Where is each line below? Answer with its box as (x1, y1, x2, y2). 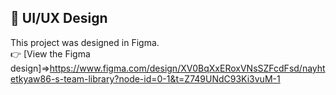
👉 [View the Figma (10, 47, 91, 60)
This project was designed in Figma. (10, 36, 160, 48)
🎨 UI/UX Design (10, 10, 108, 27)
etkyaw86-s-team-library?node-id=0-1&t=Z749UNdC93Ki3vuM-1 (10, 72, 281, 85)
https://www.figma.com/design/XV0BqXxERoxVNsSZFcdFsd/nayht (49, 62, 326, 74)
